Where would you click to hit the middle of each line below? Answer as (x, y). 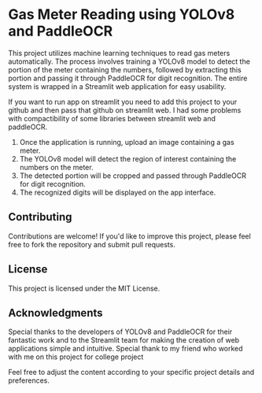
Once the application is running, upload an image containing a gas (127, 142)
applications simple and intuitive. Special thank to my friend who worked (125, 349)
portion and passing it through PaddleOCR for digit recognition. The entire (128, 78)
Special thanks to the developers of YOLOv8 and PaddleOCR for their (120, 332)
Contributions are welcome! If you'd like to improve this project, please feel (130, 236)
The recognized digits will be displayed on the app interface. (118, 192)
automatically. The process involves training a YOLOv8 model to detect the (129, 61)
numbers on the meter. (56, 167)
